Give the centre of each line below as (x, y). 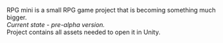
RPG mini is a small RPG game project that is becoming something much (111, 10)
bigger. (17, 17)
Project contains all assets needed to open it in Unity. (84, 32)
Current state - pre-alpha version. (56, 25)
